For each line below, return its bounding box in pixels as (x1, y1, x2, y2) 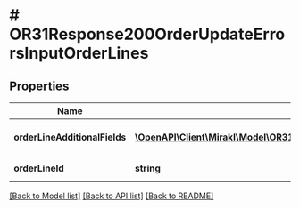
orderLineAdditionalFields (13, 131, 127, 143)
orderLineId (13, 162, 64, 174)
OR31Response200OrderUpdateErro (9, 24, 286, 44)
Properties (9, 78, 70, 93)
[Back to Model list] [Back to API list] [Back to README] (9, 190, 214, 201)
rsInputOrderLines (9, 44, 149, 63)
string (134, 162, 161, 174)
